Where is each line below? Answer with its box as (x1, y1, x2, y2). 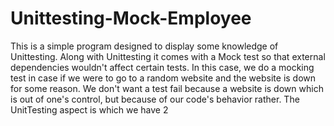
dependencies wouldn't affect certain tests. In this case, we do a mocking (10, 61, 315, 73)
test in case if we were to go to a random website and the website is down (10, 72, 317, 84)
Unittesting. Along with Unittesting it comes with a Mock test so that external (10, 50, 326, 62)
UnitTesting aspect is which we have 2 (10, 103, 169, 116)
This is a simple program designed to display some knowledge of (10, 40, 279, 52)
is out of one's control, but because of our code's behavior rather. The (10, 93, 300, 105)
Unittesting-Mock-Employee (10, 7, 252, 30)
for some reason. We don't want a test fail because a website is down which (10, 82, 324, 94)
